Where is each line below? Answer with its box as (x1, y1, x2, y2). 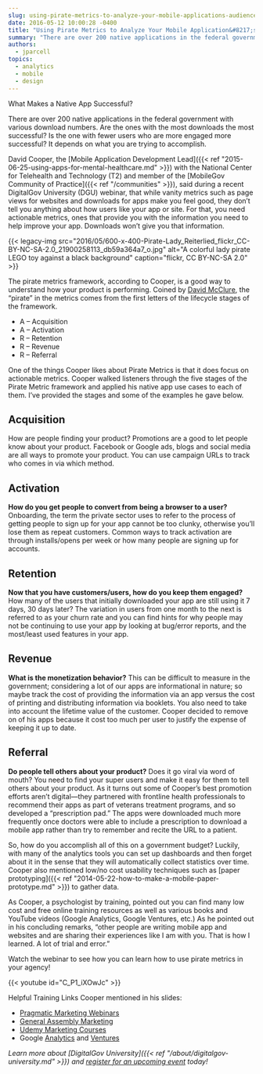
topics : (8, 56, 34, 64)
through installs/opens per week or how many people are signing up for (8, 535, 239, 546)
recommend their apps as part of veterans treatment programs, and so (8, 800, 236, 809)
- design (15, 77, 44, 85)
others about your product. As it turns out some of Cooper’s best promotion (8, 783, 252, 793)
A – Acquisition (19, 316, 68, 326)
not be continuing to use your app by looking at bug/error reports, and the (8, 621, 247, 630)
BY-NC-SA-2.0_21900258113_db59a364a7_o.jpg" (8, 244, 167, 254)
